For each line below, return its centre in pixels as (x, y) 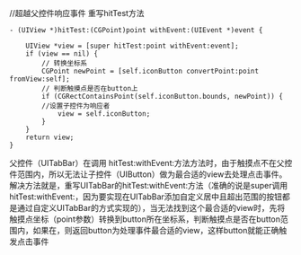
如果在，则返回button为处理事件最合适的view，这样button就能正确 (156, 230)
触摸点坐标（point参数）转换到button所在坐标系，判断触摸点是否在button (145, 219)
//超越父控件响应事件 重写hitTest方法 (77, 13)
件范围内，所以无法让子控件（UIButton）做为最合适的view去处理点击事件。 (148, 174)
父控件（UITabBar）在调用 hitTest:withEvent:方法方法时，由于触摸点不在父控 (151, 163)
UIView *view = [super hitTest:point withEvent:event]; (133, 46)
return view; (50, 137)
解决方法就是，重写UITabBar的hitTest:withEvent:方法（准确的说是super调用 (149, 185)
